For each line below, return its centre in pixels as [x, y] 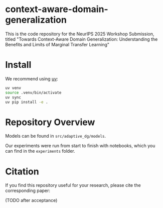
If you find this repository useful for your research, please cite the [73, 185]
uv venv [13, 88]
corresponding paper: [28, 191]
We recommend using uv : [32, 78]
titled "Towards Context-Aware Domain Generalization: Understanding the [81, 39]
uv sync [13, 97]
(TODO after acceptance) [31, 200]
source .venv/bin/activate [33, 92]
